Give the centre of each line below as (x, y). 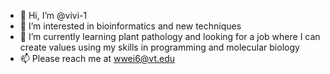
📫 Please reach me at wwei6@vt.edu (97, 58)
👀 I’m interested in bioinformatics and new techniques (130, 26)
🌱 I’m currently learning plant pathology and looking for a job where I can (170, 36)
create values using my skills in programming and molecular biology (159, 47)
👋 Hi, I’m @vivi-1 (53, 15)
